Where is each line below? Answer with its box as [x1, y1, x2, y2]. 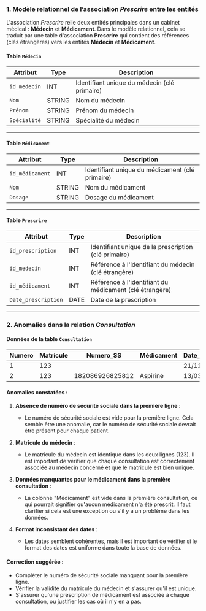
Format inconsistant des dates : [15, 526, 98, 533]
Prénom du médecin [75, 106, 134, 115]
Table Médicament [6, 140, 50, 147]
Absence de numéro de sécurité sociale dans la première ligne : [15, 402, 181, 410]
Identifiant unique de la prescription [90, 242, 193, 251]
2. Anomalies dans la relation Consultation [6, 320, 136, 329]
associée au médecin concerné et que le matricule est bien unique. [24, 464, 194, 471]
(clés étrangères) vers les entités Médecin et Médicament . [6, 39, 156, 46]
